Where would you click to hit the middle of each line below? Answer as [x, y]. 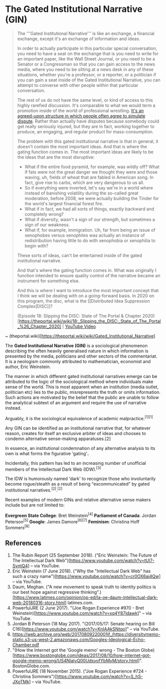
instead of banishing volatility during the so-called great [82, 193]
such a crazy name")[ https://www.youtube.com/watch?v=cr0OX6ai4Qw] [86, 576]
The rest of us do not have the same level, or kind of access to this [85, 100]
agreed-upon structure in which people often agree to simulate [81, 116]
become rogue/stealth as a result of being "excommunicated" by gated [77, 484]
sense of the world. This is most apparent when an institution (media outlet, [82, 387]
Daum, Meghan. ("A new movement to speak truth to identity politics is [84, 587]
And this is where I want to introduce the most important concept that [88, 290]
